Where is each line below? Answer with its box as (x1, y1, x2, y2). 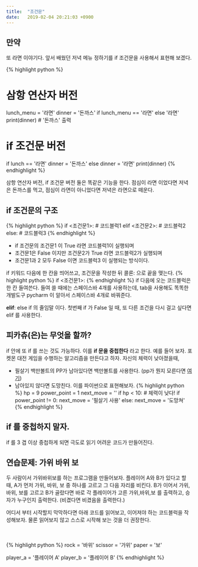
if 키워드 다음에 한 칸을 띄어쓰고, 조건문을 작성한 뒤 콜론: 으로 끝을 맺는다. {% (6, 269, 183, 276)
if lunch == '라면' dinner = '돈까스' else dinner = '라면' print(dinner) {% (6, 160, 176, 167)
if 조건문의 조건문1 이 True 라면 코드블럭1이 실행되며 (14, 242, 134, 249)
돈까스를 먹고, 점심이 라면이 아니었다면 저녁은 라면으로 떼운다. (12, 187, 155, 194)
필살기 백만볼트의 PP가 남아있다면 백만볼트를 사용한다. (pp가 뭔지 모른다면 (14, 367, 186, 374)
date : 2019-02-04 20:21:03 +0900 (6, 14, 94, 20)
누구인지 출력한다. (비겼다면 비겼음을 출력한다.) (17, 497, 125, 504)
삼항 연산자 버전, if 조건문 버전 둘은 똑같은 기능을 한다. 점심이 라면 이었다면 (6, 179, 178, 186)
